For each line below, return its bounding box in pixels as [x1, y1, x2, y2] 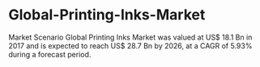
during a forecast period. [8, 49, 92, 59]
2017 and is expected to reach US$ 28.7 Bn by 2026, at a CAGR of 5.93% [8, 40, 253, 50]
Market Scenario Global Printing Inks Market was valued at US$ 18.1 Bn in [8, 32, 253, 42]
